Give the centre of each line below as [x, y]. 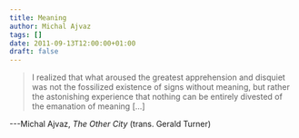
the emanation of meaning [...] [88, 106]
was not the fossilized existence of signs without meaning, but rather [161, 87]
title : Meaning [38, 18]
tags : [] [26, 34]
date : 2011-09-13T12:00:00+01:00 [73, 43]
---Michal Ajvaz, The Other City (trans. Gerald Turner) [110, 124]
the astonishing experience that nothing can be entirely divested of [157, 97]
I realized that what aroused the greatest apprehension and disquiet [159, 77]
